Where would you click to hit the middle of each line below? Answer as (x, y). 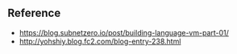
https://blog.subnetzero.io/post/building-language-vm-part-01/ (124, 32)
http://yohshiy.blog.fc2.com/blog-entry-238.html (100, 41)
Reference (34, 13)
